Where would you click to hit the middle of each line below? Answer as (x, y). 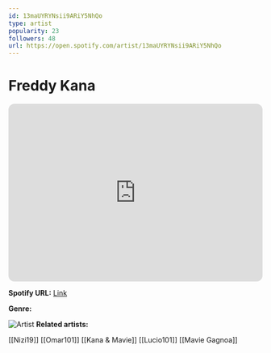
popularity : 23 (34, 31)
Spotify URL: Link (38, 293)
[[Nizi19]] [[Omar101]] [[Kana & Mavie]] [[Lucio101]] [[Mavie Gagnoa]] (123, 340)
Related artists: (62, 325)
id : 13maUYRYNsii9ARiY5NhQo (56, 16)
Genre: (20, 309)
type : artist (30, 23)
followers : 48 (32, 38)
